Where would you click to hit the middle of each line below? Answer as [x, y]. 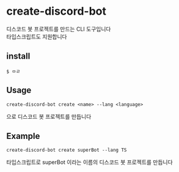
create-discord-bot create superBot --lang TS [67, 150]
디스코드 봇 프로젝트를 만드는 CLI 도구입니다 [59, 29]
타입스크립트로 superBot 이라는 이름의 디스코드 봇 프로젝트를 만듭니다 [89, 162]
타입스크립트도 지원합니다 [37, 36]
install [18, 56]
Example [23, 136]
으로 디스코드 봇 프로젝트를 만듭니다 [49, 116]
